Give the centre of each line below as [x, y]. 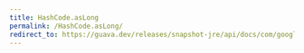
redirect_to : [34, 34]
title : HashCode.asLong [54, 18]
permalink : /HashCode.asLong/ [66, 26]
